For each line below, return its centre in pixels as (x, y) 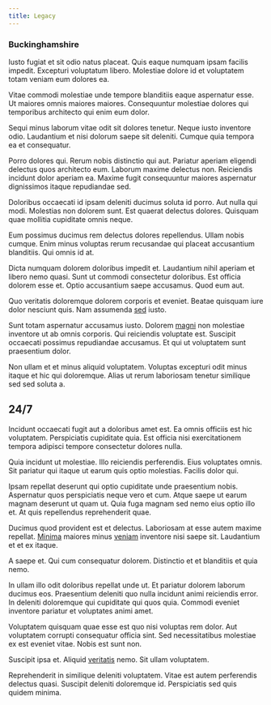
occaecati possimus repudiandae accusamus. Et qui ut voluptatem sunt (127, 342)
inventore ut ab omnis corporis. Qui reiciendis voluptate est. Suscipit (122, 334)
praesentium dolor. (40, 351)
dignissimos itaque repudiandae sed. (70, 186)
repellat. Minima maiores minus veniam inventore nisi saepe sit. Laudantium (134, 536)
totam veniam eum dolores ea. (59, 79)
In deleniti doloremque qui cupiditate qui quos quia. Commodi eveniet (124, 602)
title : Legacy (32, 16)
